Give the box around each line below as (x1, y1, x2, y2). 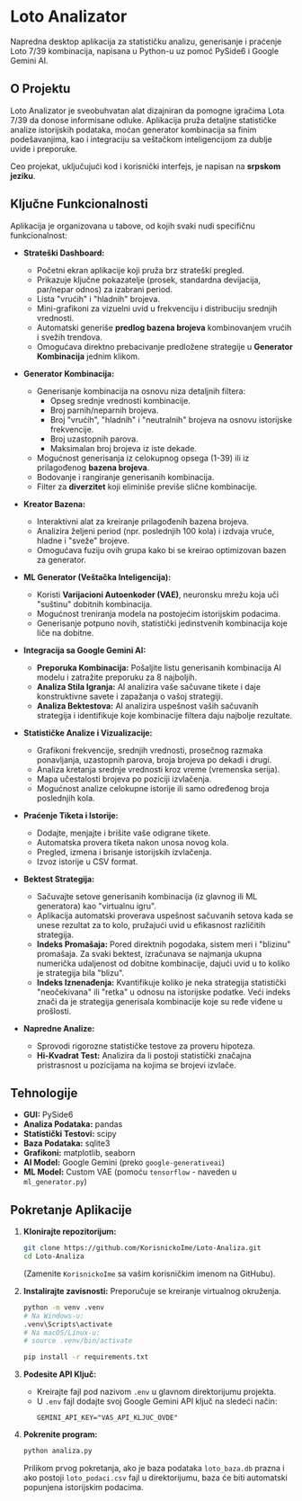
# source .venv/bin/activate (22, 1336, 133, 1345)
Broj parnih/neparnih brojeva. (49, 405, 159, 415)
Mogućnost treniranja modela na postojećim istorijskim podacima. (36, 608, 281, 619)
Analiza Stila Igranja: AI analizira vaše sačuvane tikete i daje (36, 681, 262, 692)
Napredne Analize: (22, 1023, 95, 1033)
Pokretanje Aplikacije (10, 1202, 133, 1218)
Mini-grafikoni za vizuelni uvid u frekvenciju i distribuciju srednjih (36, 303, 278, 314)
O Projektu (10, 81, 71, 96)
